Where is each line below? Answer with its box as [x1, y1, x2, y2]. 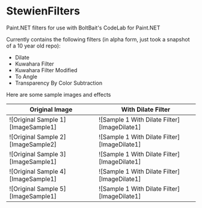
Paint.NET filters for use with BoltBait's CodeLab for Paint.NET [6, 24, 161, 31]
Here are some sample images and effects [6, 91, 111, 98]
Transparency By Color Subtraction [14, 79, 103, 87]
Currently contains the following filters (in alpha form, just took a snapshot [6, 35, 190, 43]
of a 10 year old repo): [6, 42, 61, 49]
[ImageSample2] [9, 140, 57, 148]
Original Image [29, 105, 73, 114]
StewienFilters [6, 4, 80, 18]
